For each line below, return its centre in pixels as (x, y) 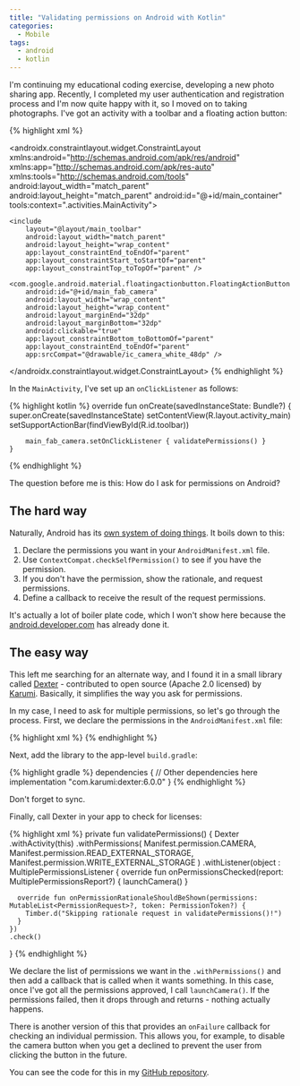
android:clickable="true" (74, 331)
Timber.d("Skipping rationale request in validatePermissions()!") (154, 913)
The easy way (49, 653)
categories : (31, 26)
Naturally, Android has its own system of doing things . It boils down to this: (147, 533)
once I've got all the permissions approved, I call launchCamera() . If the (140, 989)
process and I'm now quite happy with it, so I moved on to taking (129, 103)
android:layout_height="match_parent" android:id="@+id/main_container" (146, 195)
